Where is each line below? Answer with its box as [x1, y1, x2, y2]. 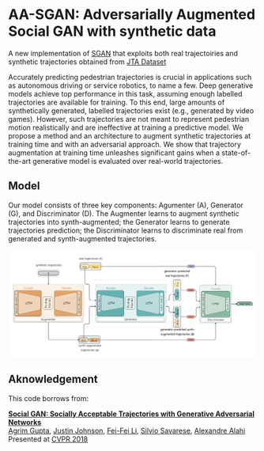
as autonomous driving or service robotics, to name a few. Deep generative [8, 81, 254, 90]
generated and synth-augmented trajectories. [8, 233, 157, 243]
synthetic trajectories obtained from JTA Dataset [8, 57, 167, 66]
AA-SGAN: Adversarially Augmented [8, 6, 255, 24]
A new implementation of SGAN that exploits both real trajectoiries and [8, 48, 239, 58]
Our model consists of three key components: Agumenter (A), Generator [8, 200, 243, 210]
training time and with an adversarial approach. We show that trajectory [8, 139, 241, 149]
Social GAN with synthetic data [8, 22, 217, 40]
